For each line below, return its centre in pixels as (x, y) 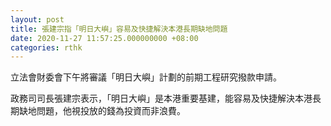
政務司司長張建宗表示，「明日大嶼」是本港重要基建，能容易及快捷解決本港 (161, 98)
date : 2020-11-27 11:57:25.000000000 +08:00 (104, 38)
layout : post (37, 19)
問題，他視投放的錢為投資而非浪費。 (111, 111)
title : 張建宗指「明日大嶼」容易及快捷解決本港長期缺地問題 (119, 29)
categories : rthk (46, 47)
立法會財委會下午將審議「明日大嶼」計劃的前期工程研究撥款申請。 (146, 77)
